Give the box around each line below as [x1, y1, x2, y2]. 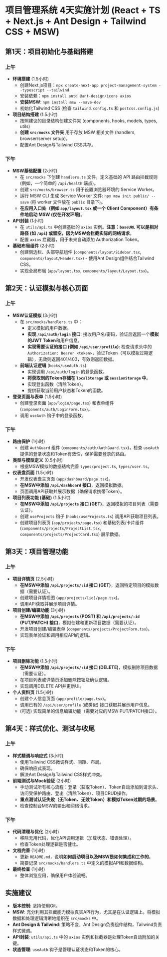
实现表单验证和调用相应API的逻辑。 [19, 632, 93, 638]
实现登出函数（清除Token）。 [27, 381, 86, 387]
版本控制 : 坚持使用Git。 [12, 902, 61, 908]
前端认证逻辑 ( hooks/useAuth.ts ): [19, 362, 88, 368]
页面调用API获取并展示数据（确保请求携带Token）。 [19, 488, 125, 494]
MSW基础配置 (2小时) [12, 168, 58, 174]
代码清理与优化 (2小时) [12, 828, 59, 835]
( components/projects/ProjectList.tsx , [19, 525, 101, 531]
